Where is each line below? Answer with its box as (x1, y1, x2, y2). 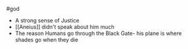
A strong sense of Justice (15, 17, 80, 24)
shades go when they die (15, 36, 79, 43)
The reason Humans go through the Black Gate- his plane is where (15, 30, 182, 37)
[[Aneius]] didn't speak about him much (15, 24, 115, 30)
